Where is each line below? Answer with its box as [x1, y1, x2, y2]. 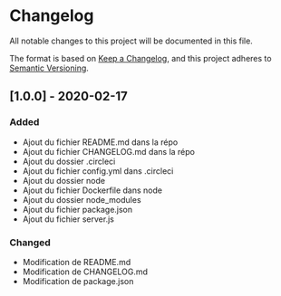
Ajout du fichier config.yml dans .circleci [22, 165, 174, 177]
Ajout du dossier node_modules [22, 194, 142, 205]
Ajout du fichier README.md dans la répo [22, 137, 179, 148]
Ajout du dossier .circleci [22, 156, 116, 167]
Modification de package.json [22, 275, 134, 286]
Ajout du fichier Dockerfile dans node [22, 185, 163, 196]
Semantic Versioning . [9, 62, 89, 73]
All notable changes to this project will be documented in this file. [9, 35, 254, 46]
